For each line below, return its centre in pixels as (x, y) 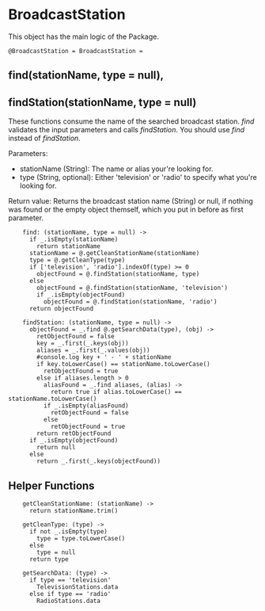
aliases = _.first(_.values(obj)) (93, 350)
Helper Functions (51, 485)
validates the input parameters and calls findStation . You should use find (127, 130)
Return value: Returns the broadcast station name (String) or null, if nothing (131, 201)
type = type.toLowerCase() (81, 538)
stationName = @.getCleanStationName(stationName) (114, 254)
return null (57, 448)
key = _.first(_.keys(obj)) (83, 344)
